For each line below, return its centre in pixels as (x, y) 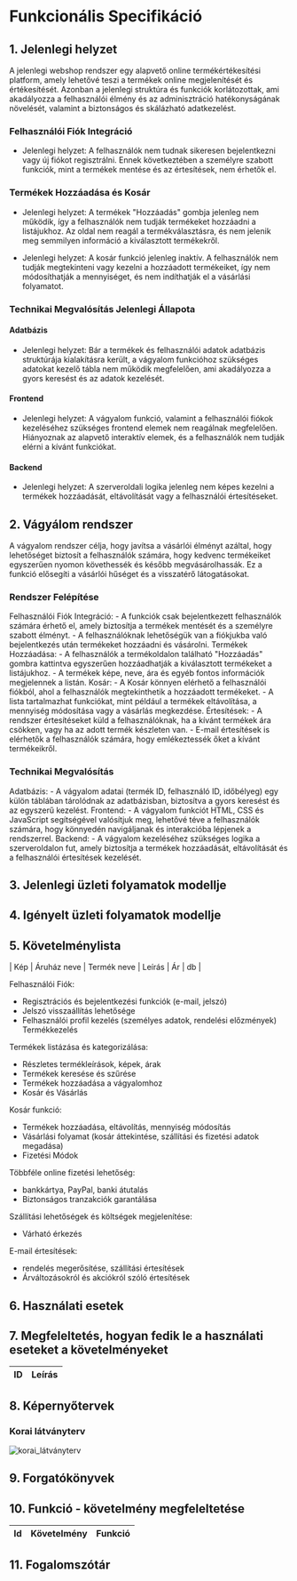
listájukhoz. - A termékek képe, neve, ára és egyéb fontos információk (137, 673)
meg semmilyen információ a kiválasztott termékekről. (121, 240)
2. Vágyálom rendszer (71, 524)
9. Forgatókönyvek (62, 1478)
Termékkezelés (50, 1030)
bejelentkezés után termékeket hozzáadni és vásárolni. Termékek (129, 645)
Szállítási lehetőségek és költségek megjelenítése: (101, 1216)
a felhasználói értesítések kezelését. (75, 857)
